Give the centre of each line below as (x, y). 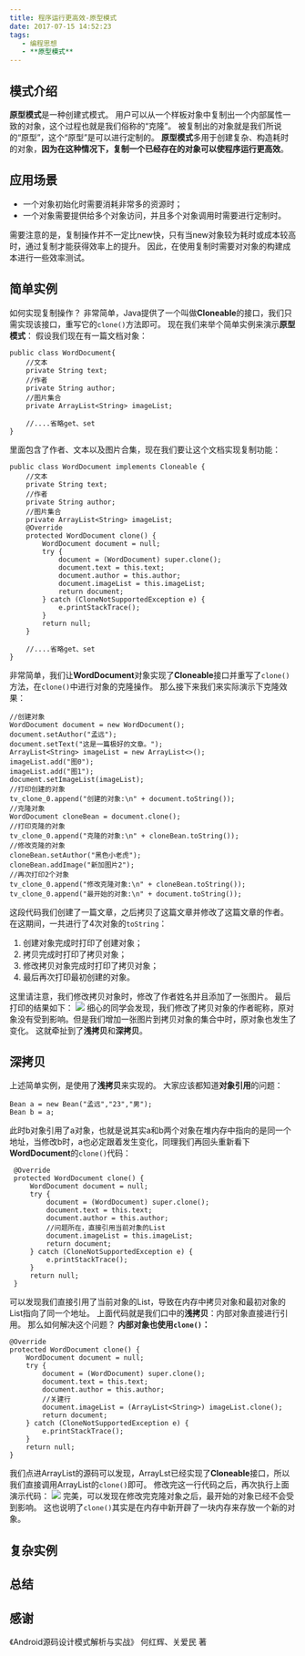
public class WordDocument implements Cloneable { (107, 467)
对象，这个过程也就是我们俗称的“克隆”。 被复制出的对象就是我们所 (150, 126)
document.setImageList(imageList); (77, 779)
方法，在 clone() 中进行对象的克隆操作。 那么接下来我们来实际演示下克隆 (145, 686)
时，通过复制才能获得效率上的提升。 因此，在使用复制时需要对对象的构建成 (150, 246)
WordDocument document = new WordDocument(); (97, 725)
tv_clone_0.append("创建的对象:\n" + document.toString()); (122, 798)
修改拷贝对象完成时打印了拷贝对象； (91, 965)
